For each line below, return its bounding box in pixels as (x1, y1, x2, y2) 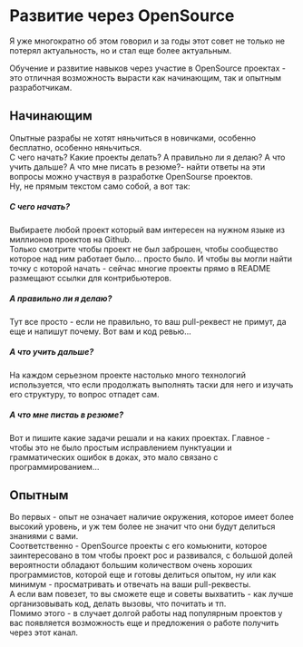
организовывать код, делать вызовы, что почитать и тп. (9, 598, 227, 609)
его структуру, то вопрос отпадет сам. (9, 388, 161, 399)
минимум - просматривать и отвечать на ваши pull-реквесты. (9, 579, 251, 590)
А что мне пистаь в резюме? (9, 409, 124, 420)
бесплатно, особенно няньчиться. (9, 142, 142, 152)
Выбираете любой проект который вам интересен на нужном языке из (9, 224, 286, 235)
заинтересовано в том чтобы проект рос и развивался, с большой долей (9, 550, 293, 561)
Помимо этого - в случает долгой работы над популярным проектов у (9, 608, 283, 619)
